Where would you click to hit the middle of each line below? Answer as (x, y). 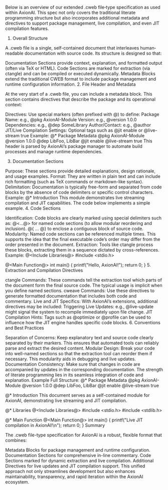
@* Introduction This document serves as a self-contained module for (77, 395)
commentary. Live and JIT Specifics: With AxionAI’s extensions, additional (81, 301)
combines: (16, 440)
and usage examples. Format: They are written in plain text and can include (83, 176)
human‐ (148, 48)
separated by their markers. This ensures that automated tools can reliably (82, 343)
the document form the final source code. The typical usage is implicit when (84, 285)
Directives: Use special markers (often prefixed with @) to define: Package (82, 114)
